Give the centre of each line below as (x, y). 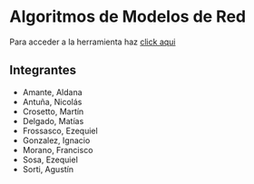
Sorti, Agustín (48, 169)
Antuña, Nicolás (52, 102)
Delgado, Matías (53, 121)
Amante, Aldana (53, 92)
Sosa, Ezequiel (50, 160)
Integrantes (43, 70)
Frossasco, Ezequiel (60, 131)
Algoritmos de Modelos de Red (128, 17)
